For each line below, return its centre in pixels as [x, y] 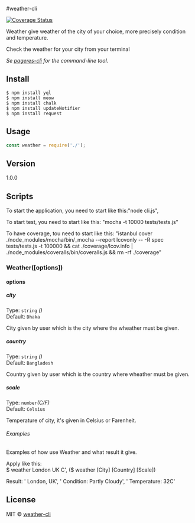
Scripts [20, 196]
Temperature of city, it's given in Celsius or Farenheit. [71, 420]
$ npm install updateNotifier [43, 108]
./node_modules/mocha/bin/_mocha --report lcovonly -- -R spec [85, 240]
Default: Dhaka [23, 316]
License [21, 500]
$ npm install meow [30, 98]
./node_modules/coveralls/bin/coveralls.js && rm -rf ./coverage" [84, 252]
